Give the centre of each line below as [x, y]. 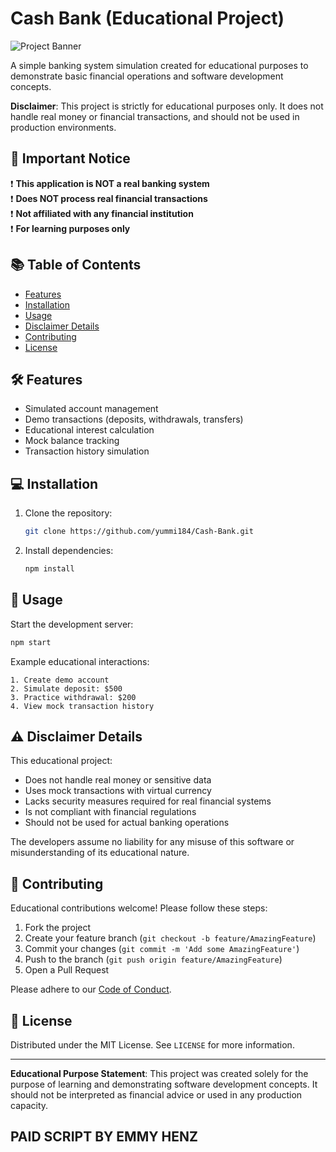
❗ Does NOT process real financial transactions [109, 198]
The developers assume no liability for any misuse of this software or [152, 842]
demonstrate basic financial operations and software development [147, 76]
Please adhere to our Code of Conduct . [91, 989]
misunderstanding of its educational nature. [100, 853]
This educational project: [61, 761]
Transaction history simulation [87, 451]
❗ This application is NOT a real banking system [110, 183]
